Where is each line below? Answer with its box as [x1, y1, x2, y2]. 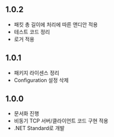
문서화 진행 [13, 110, 40, 117]
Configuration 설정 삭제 [13, 76, 69, 84]
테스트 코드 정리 [13, 28, 50, 35]
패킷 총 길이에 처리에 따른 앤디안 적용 [13, 20, 98, 28]
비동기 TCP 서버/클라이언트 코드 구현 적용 [13, 117, 109, 125]
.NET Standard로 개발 [13, 125, 65, 132]
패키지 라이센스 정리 [13, 69, 59, 76]
